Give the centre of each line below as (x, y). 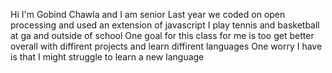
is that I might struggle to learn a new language (107, 57)
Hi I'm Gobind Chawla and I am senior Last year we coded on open (148, 14)
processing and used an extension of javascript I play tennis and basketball (165, 25)
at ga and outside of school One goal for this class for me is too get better (162, 35)
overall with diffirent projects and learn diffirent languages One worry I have (166, 46)
